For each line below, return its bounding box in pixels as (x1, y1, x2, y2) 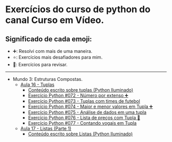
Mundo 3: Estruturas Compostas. (12, 76, 83, 82)
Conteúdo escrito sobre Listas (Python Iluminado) (28, 131, 133, 137)
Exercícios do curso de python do (5, 4, 151, 15)
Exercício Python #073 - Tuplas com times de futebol (28, 98, 140, 104)
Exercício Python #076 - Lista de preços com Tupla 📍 (28, 115, 141, 121)
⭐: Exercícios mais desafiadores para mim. (12, 54, 103, 60)
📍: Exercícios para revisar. (12, 62, 68, 67)
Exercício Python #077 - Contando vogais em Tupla (28, 120, 137, 126)
